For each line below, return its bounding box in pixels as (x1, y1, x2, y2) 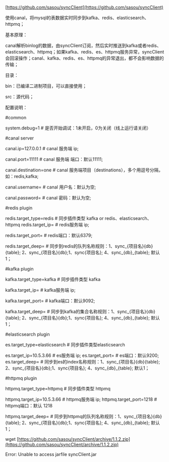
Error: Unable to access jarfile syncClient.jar (5, 451, 97, 457)
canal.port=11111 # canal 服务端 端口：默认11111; (5, 156, 103, 162)
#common (5, 115, 27, 120)
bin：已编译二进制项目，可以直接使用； (5, 83, 87, 89)
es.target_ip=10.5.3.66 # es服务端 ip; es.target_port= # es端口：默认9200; (5, 352, 159, 358)
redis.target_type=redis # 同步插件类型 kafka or (5, 215, 104, 221)
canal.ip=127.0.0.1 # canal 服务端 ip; (5, 146, 79, 151)
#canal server (5, 135, 34, 141)
